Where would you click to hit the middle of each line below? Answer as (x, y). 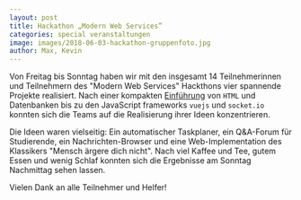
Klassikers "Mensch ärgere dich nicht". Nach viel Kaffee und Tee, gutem (143, 151)
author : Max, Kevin (46, 51)
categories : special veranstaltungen (80, 34)
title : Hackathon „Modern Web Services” (86, 26)
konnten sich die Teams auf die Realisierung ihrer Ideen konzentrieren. (140, 115)
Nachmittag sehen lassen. (58, 170)
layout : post (34, 17)
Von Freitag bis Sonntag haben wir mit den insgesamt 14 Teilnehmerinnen (145, 76)
